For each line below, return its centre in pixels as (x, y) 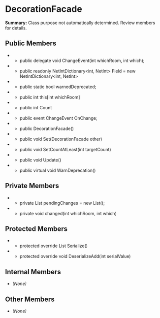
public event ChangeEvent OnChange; (58, 118)
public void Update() (40, 160)
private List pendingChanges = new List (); (62, 203)
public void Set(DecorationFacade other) (61, 139)
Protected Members (36, 229)
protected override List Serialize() (53, 246)
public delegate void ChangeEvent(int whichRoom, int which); (82, 61)
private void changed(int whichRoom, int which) (68, 213)
